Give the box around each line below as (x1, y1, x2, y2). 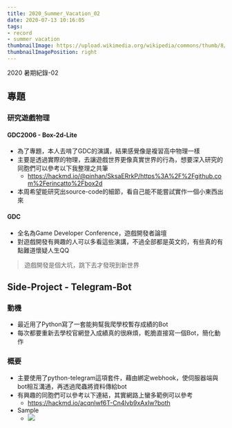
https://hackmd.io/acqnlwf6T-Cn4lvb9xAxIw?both (27, 398, 171, 407)
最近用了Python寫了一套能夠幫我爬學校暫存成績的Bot (17, 320, 168, 328)
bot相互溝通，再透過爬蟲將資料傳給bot (17, 382, 127, 391)
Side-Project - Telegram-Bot (7, 281, 132, 292)
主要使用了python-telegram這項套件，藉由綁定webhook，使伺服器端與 (17, 373, 219, 382)
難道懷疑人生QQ (23, 246, 70, 254)
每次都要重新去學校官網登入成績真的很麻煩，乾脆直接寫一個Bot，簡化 (17, 329, 215, 337)
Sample (17, 406, 39, 414)
